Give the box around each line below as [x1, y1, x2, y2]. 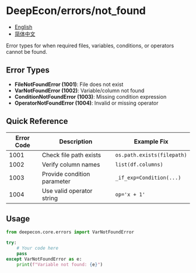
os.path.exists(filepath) [115, 151, 187, 158]
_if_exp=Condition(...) [115, 174, 181, 181]
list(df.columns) [115, 161, 163, 168]
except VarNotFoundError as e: [6, 256, 82, 262]
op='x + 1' [115, 191, 146, 198]
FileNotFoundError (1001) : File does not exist [14, 81, 124, 88]
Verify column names [41, 160, 100, 168]
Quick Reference [6, 116, 68, 126]
